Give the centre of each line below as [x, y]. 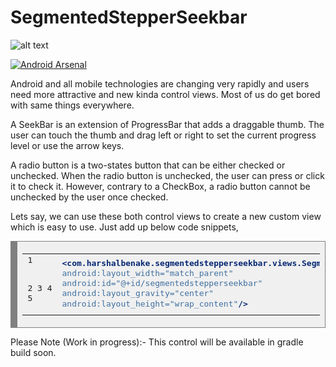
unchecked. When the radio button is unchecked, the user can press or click [167, 175]
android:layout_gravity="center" [138, 293]
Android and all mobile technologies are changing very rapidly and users [160, 83]
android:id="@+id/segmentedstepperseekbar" [162, 283]
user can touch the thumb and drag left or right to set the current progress [163, 135]
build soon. [33, 352]
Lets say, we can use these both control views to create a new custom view [166, 216]
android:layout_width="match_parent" [147, 272]
